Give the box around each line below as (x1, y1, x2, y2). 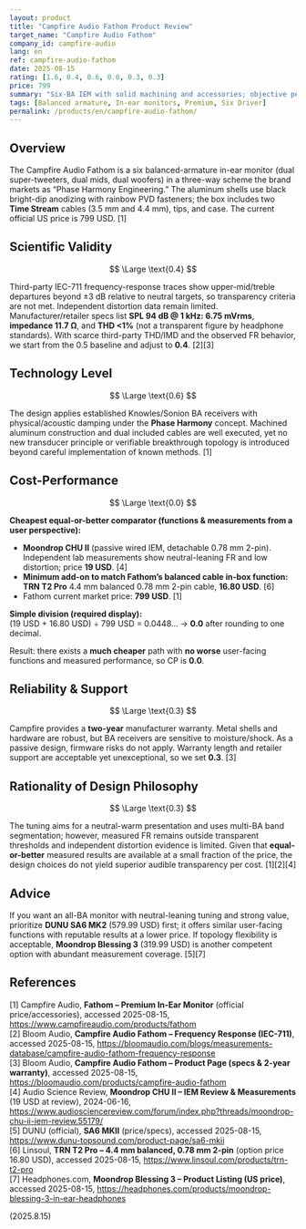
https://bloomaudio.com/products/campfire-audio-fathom (9, 1077, 227, 1088)
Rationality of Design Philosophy (9, 779, 199, 794)
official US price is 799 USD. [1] (9, 213, 127, 224)
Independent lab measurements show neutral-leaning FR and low (22, 552, 268, 563)
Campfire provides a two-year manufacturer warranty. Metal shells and (9, 723, 278, 734)
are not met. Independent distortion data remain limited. (9, 300, 219, 311)
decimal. (9, 627, 42, 638)
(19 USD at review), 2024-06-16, (9, 1096, 131, 1107)
